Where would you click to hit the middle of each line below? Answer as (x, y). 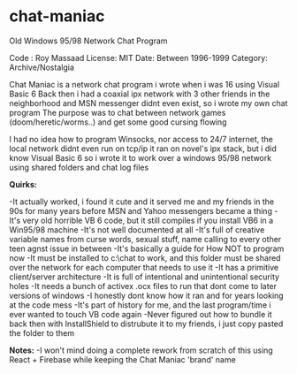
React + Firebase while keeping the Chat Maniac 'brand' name (122, 359)
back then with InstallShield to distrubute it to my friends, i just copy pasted (146, 324)
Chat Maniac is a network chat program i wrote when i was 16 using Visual (145, 84)
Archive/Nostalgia (42, 67)
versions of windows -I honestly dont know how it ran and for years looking (147, 295)
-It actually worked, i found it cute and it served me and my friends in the (142, 202)
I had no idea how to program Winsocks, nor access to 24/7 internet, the (141, 139)
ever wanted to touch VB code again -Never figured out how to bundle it (141, 314)
